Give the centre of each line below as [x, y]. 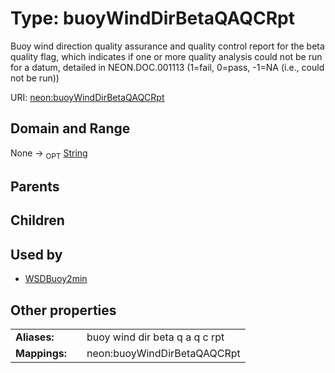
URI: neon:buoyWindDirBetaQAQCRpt [87, 97]
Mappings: [41, 353]
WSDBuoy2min [56, 279]
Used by [36, 254]
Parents [35, 186]
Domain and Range [70, 128]
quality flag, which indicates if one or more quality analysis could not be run [166, 56]
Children [37, 220]
